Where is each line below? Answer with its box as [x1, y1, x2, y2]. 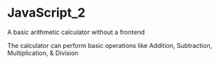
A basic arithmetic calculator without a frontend [7, 28, 145, 36]
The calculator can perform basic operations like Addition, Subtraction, [7, 41, 213, 49]
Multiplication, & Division [7, 49, 79, 57]
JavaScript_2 [7, 5, 86, 21]
